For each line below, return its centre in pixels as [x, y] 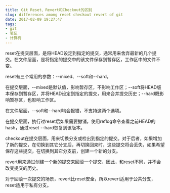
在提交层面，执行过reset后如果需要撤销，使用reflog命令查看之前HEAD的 [80, 121]
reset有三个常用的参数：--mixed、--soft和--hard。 [58, 76]
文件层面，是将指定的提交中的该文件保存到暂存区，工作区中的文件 [87, 59]
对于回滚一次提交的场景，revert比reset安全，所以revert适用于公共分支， [80, 179]
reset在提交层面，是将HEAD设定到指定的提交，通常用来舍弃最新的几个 [79, 53]
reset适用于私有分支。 [28, 185]
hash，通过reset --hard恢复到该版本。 [45, 127]
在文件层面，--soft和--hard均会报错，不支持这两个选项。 [65, 110]
